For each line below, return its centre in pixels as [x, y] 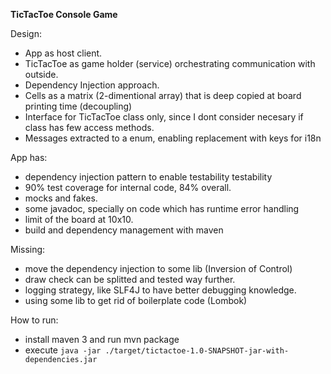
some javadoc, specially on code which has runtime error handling [162, 208]
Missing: [28, 249]
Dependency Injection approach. [92, 85]
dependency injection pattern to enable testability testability [148, 177]
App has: [29, 157]
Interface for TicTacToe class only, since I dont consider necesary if [164, 117]
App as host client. [63, 53]
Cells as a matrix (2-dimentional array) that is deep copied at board [163, 95]
